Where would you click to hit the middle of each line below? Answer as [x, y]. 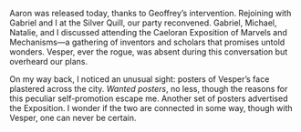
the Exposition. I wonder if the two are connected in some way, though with [151, 108]
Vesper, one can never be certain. [73, 118]
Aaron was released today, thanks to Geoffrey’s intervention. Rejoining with [150, 13]
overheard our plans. [49, 61]
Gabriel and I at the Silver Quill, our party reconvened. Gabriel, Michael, [143, 23]
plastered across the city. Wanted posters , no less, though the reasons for [149, 89]
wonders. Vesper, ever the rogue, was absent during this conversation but [149, 52]
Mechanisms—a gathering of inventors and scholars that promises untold [147, 42]
